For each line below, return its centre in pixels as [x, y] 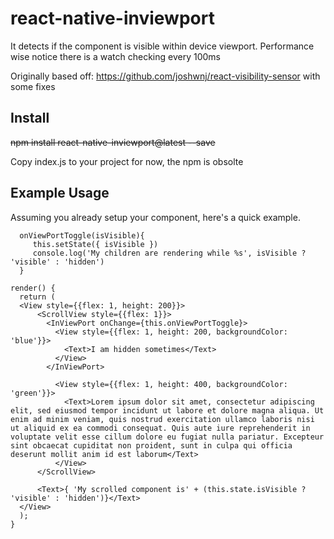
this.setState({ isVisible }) [95, 244]
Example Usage [60, 193]
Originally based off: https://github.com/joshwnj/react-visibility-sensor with [165, 76]
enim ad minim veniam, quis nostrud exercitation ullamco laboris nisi [162, 419]
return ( [37, 297]
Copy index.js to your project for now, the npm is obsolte [127, 161]
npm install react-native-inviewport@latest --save [113, 142]
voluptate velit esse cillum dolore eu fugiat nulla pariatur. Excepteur [167, 437]
